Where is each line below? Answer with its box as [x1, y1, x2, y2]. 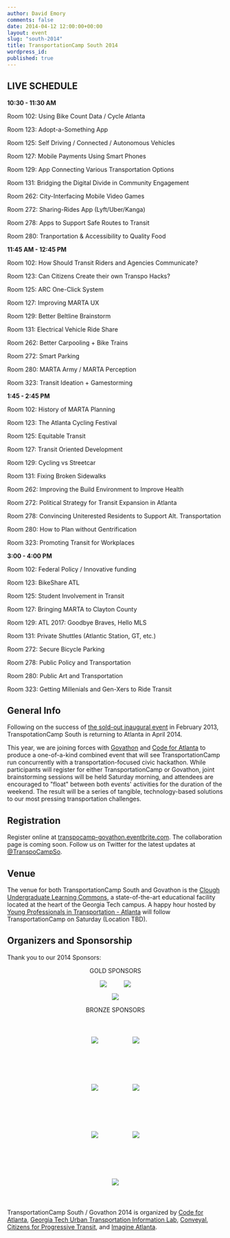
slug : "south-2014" [7, 36, 63, 43]
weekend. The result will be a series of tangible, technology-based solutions [7, 788, 223, 796]
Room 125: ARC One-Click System [7, 285, 104, 293]
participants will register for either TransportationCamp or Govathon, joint [7, 765, 215, 774]
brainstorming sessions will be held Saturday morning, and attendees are [7, 773, 214, 781]
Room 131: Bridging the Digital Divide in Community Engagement [7, 178, 189, 186]
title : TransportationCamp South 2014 [7, 42, 118, 49]
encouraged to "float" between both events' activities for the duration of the [7, 780, 222, 788]
